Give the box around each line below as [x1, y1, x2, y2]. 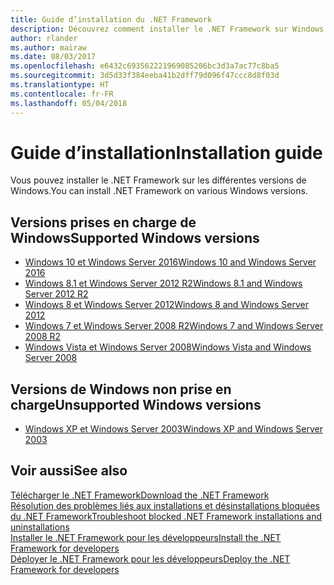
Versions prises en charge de [10, 214, 197, 231]
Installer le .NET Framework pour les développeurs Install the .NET [10, 531, 282, 543]
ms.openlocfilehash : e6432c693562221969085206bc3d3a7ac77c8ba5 [10, 61, 280, 71]
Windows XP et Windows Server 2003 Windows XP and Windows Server [24, 423, 323, 435]
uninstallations [10, 521, 70, 533]
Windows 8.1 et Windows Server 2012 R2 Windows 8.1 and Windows [24, 277, 303, 290]
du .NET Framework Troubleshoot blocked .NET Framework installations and [10, 510, 323, 522]
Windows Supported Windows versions [10, 229, 260, 246]
